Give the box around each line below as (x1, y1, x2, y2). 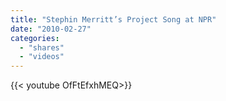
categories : (10, 33, 60, 43)
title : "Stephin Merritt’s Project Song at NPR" (10, 14, 217, 25)
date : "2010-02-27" (10, 24, 92, 34)
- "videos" (19, 52, 65, 62)
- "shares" (19, 42, 65, 53)
